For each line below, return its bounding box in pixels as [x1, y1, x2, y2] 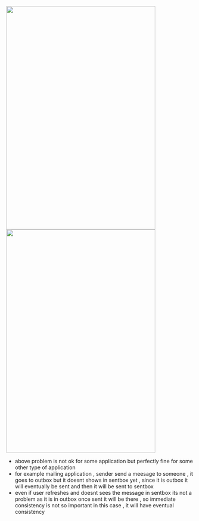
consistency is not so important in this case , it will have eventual [14, 502, 174, 508]
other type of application [14, 464, 76, 471]
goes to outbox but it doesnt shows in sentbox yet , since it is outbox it [14, 476, 188, 483]
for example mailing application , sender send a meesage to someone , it [14, 470, 194, 477]
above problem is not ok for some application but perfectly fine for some [14, 458, 194, 464]
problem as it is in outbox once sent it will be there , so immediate [14, 495, 176, 503]
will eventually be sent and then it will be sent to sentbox [14, 483, 154, 490]
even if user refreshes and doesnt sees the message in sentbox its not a [14, 489, 192, 496]
